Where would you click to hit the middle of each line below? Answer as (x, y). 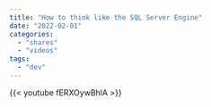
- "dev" (32, 68)
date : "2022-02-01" (46, 26)
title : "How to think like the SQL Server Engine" (106, 17)
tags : (19, 59)
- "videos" (38, 51)
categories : (31, 34)
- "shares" (38, 42)
